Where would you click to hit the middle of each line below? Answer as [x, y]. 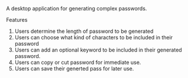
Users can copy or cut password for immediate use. [78, 62]
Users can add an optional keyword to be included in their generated [98, 50]
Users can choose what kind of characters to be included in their [94, 37]
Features [17, 20]
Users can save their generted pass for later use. [74, 69]
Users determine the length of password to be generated [84, 31]
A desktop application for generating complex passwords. [77, 9]
